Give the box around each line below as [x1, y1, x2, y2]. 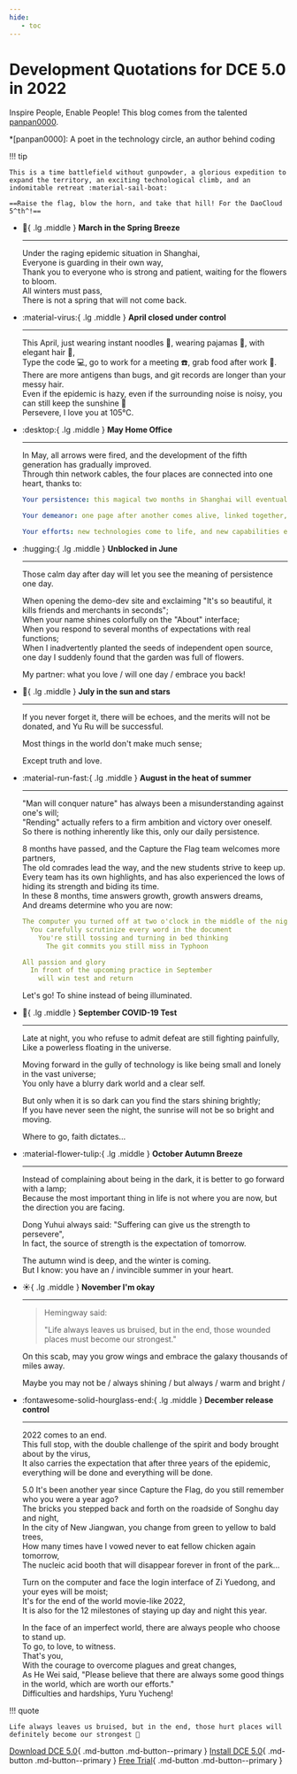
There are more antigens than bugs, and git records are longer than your [21, 369, 286, 381]
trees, [21, 1531, 44, 1542]
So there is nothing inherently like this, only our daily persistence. [21, 826, 261, 837]
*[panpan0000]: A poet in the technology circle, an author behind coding [9, 134, 276, 144]
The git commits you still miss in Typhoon [45, 941, 209, 950]
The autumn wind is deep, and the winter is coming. [21, 1255, 211, 1267]
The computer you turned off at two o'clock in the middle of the [21, 918, 272, 926]
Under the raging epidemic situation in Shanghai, [21, 248, 201, 259]
